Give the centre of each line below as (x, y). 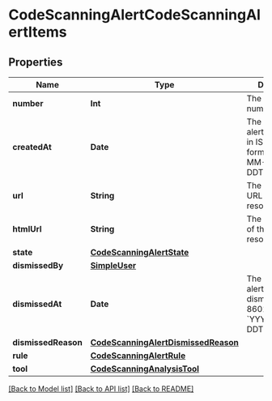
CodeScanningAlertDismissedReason (164, 342)
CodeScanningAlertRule (138, 356)
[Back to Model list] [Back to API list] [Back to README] (101, 389)
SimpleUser (113, 265)
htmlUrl (27, 229)
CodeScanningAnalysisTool (145, 369)
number (28, 103)
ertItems (38, 32)
